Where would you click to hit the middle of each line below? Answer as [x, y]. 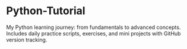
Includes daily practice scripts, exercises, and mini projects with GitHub [93, 33]
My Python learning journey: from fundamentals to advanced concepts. [93, 27]
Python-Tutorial [46, 11]
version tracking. [27, 40]
